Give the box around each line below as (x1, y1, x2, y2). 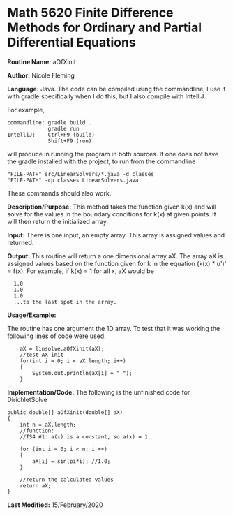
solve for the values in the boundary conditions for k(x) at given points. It (7, 209, 216, 218)
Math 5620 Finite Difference (7, 5, 174, 21)
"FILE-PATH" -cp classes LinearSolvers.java (7, 177, 139, 184)
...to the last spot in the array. (13, 298, 117, 305)
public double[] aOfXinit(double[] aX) (7, 408, 123, 416)
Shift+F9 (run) (47, 138, 92, 145)
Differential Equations (7, 35, 136, 50)
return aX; (20, 482, 52, 489)
